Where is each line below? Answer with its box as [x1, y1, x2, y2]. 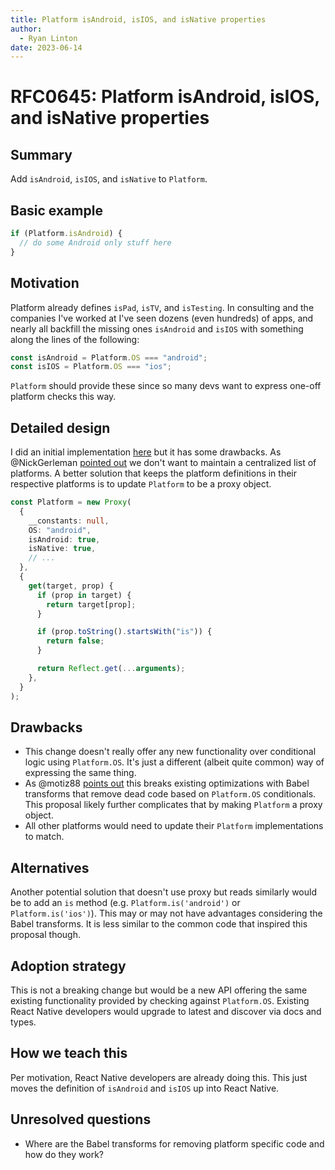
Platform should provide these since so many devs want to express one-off [10, 380, 322, 392]
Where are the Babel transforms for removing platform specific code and [24, 1137, 325, 1150]
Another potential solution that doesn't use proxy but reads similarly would [10, 886, 317, 898]
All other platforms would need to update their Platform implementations [24, 820, 324, 832]
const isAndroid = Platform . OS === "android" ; [10, 352, 208, 363]
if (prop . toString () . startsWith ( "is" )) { [36, 627, 213, 637]
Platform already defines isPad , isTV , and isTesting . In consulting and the [10, 301, 315, 313]
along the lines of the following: [10, 333, 140, 345]
